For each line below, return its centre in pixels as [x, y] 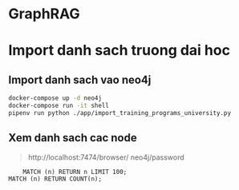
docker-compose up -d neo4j [55, 98]
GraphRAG [44, 14]
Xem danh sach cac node [73, 138]
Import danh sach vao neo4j [80, 79]
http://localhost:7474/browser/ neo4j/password [106, 157]
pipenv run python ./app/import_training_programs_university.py [119, 113]
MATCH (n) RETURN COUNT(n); [55, 179]
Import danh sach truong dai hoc [119, 51]
